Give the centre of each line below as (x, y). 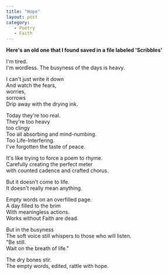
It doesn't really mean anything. (44, 188)
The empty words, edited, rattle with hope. (57, 266)
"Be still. (16, 242)
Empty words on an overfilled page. (49, 200)
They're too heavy (28, 122)
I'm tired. (17, 62)
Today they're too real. (33, 116)
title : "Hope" (23, 11)
